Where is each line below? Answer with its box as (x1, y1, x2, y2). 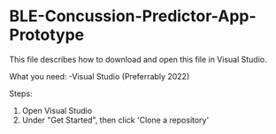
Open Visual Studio (21, 105, 93, 115)
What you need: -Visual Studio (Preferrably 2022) (9, 71, 190, 81)
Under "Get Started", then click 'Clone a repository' (21, 115, 210, 125)
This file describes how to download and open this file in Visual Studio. (9, 54, 267, 64)
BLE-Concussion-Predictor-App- (9, 6, 257, 26)
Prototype (9, 25, 85, 45)
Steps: (9, 88, 33, 99)
